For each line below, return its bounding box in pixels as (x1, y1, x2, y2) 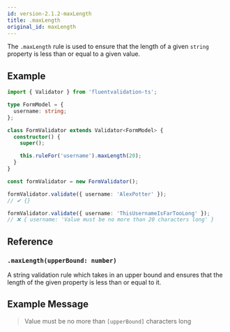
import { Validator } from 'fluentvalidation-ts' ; (7, 89, 158, 96)
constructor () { (13, 133, 61, 140)
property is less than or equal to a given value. (7, 50, 141, 58)
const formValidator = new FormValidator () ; (7, 178, 139, 185)
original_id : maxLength (7, 23, 77, 30)
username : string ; (13, 108, 68, 115)
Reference (7, 236, 54, 247)
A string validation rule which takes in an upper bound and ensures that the (7, 270, 223, 279)
